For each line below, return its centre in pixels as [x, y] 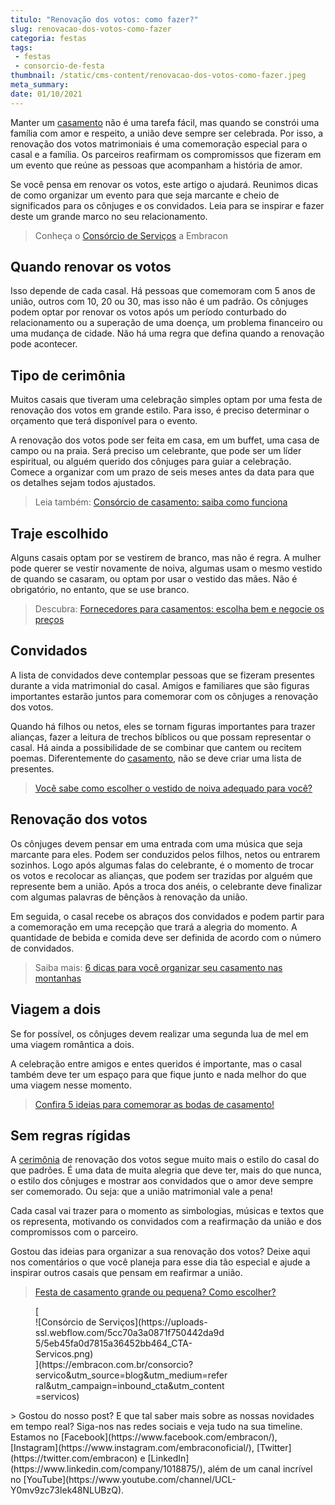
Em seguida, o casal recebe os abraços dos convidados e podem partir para [167, 916]
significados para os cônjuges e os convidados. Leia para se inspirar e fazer [167, 205]
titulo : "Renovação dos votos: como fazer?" [104, 19]
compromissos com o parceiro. [74, 1232]
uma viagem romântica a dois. [72, 1044]
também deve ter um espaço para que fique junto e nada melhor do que [158, 1074]
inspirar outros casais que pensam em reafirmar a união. [126, 1273]
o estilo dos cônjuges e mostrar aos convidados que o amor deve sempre [162, 1181]
